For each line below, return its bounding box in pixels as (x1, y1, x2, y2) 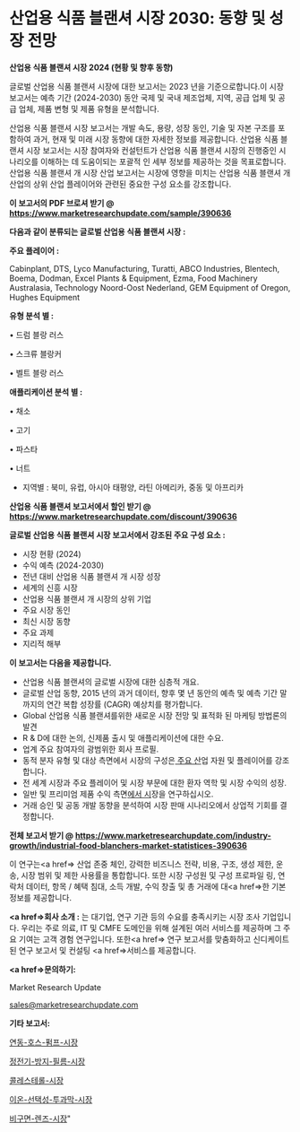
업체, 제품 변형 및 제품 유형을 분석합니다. (18, 103, 159, 114)
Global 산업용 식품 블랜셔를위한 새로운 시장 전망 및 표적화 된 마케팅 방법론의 (21, 710, 287, 720)
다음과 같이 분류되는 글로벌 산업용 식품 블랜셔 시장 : (9, 226, 186, 237)
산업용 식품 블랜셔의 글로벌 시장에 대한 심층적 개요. (21, 676, 200, 687)
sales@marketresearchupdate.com (9, 999, 139, 1010)
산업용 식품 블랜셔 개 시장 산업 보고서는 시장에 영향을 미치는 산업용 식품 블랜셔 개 (9, 167, 291, 178)
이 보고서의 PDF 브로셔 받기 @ (9, 197, 115, 208)
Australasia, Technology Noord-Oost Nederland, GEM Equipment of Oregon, (9, 282, 291, 292)
